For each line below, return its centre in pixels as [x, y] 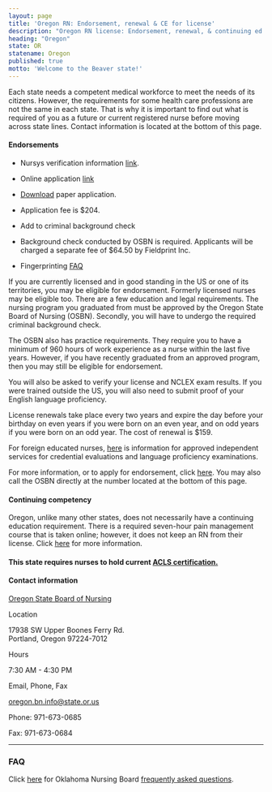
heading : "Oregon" [39, 39]
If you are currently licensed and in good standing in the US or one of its [129, 282]
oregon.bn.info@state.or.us [54, 701]
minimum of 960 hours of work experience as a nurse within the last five [130, 349]
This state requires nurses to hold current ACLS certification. [113, 562]
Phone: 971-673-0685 [45, 717]
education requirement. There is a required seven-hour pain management [131, 526]
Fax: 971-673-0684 [40, 733]
